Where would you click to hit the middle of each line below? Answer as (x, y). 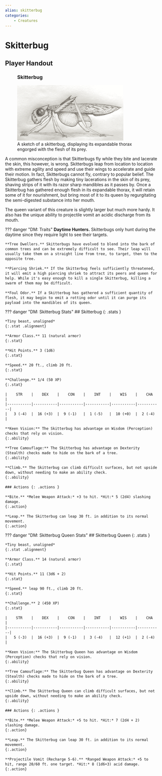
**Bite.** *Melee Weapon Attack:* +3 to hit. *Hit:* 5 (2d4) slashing (78, 497)
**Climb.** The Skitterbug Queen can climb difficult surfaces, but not (80, 691)
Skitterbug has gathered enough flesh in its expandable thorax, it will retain (80, 190)
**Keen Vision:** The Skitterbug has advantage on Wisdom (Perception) (79, 429)
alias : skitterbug (24, 10)
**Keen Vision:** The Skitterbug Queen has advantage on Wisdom (71, 652)
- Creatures (26, 20)
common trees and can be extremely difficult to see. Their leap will (78, 249)
